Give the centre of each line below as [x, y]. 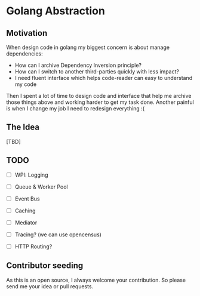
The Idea [23, 127]
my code [26, 84]
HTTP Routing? [33, 246]
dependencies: [24, 54]
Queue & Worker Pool [41, 187]
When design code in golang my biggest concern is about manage [88, 47]
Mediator [26, 223]
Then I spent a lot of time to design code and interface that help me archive [99, 96]
